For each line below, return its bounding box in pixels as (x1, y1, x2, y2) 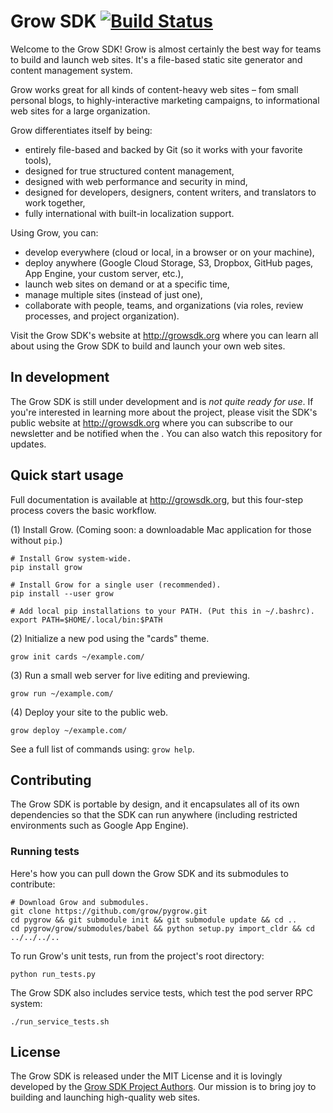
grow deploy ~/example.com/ (10, 725, 128, 735)
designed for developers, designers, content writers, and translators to (24, 186, 317, 198)
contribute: (10, 878, 56, 890)
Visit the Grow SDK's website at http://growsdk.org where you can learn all (10, 329, 319, 341)
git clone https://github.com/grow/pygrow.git (10, 906, 208, 916)
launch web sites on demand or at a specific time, (24, 278, 230, 290)
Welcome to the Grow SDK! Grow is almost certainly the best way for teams (10, 43, 322, 55)
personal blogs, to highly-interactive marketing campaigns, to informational (10, 94, 320, 106)
